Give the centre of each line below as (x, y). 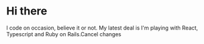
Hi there (27, 11)
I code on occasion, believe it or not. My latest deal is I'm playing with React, (102, 28)
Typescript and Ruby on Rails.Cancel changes (64, 34)
